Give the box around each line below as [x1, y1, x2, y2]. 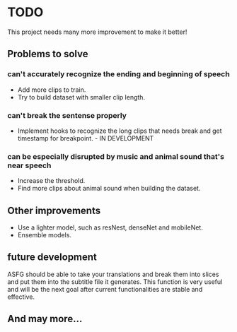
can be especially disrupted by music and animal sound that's [7, 151, 225, 161]
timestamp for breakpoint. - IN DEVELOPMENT [17, 134, 154, 142]
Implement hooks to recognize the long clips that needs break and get [17, 126, 222, 135]
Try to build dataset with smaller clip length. [17, 93, 146, 101]
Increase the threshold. [17, 177, 86, 185]
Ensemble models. [17, 231, 72, 239]
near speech [7, 160, 52, 170]
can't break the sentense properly [7, 110, 127, 120]
